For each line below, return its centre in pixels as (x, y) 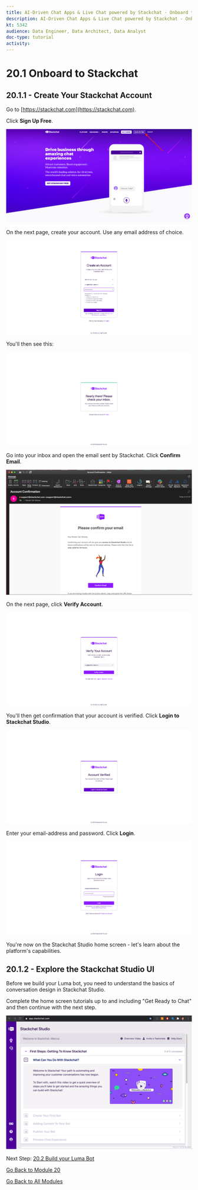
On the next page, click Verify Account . (55, 604)
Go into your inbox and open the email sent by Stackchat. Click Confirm (93, 455)
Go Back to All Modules (34, 1181)
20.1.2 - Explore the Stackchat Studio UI (80, 970)
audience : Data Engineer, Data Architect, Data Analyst (76, 31)
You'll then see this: (30, 344)
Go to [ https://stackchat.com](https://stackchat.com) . (71, 109)
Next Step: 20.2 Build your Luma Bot (50, 1158)
